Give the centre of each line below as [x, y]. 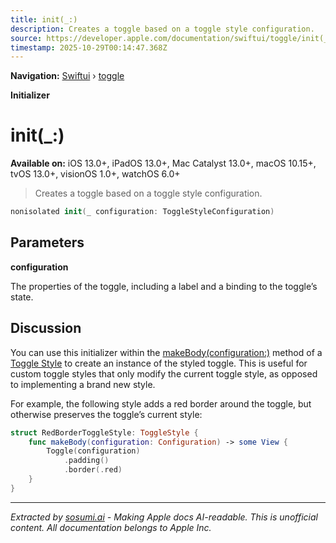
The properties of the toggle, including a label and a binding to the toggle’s [164, 286]
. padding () [86, 461]
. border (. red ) [93, 470]
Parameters [47, 242]
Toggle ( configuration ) [93, 451]
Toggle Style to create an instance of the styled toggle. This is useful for [159, 363]
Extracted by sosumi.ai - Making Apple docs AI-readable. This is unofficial [164, 517]
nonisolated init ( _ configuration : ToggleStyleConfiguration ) [142, 212]
